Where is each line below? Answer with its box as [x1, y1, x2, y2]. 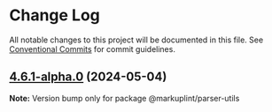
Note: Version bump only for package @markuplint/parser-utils [9, 93, 240, 103]
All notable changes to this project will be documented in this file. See [9, 34, 264, 45]
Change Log [9, 5, 100, 26]
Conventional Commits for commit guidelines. [9, 43, 175, 54]
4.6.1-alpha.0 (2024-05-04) [9, 70, 167, 85]
